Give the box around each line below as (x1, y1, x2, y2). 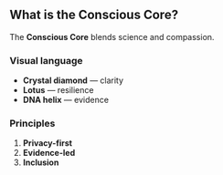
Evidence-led (22, 148, 76, 159)
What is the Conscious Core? (9, 7, 179, 23)
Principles (9, 118, 56, 130)
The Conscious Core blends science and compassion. (9, 31, 215, 42)
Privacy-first (22, 138, 73, 149)
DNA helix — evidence (22, 95, 110, 106)
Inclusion (22, 157, 59, 168)
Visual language (9, 54, 84, 67)
